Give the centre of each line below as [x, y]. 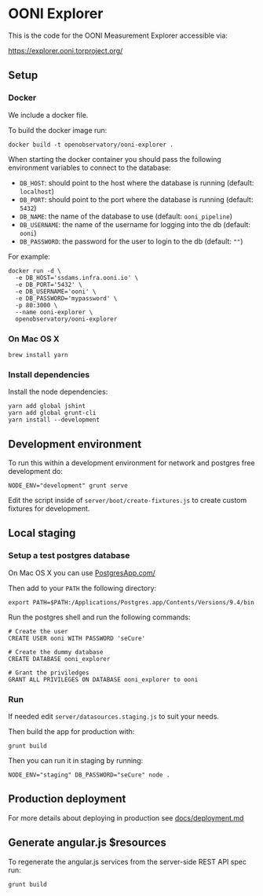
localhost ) [37, 191]
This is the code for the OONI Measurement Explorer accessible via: [118, 35]
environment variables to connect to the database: [89, 167]
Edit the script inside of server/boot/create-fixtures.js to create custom [128, 501]
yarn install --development [54, 420]
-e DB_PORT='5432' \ [49, 285]
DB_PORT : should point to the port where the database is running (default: [136, 199]
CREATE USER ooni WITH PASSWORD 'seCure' [77, 638]
